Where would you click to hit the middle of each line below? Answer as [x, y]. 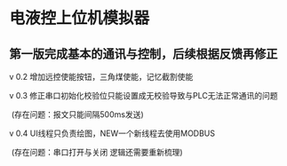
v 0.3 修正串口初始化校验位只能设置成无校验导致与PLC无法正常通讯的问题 [143, 95]
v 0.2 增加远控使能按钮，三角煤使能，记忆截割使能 [101, 77]
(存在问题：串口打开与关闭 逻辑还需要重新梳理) [97, 152]
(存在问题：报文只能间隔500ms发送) [77, 115]
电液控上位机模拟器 [80, 18]
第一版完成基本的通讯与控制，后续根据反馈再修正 [143, 54]
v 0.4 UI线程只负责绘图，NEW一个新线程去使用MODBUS [112, 133]
